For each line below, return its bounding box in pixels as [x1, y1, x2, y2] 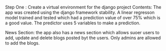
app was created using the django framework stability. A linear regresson [5, 9, 155, 15]
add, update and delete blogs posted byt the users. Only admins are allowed [5, 35, 161, 41]
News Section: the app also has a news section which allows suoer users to [5, 30, 160, 35]
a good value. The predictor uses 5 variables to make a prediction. [5, 20, 141, 26]
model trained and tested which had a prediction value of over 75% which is [5, 15, 161, 20]
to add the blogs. [5, 40, 40, 46]
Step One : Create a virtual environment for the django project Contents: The [5, 4, 162, 10]
